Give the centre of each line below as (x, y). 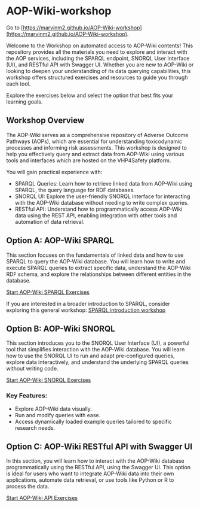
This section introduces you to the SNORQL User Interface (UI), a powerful (98, 343)
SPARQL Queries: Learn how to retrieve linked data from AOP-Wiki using (104, 183)
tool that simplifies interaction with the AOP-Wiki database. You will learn (96, 350)
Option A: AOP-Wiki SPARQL (60, 241)
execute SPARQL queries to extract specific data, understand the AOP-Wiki (99, 268)
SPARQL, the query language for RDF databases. (75, 190)
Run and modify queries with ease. (58, 415)
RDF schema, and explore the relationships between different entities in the (99, 274)
